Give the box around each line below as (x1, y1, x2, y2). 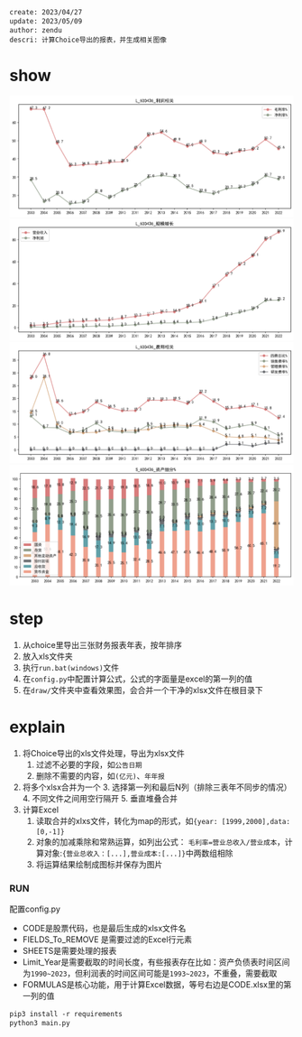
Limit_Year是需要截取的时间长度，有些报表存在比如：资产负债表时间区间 (22, 957, 290, 968)
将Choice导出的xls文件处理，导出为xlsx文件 (22, 747, 185, 758)
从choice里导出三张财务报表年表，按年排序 (22, 639, 183, 650)
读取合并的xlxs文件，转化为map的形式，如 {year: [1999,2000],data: (35, 815, 291, 826)
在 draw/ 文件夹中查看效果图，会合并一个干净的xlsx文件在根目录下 (22, 684, 263, 695)
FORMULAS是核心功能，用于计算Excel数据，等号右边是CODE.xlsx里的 (22, 979, 284, 990)
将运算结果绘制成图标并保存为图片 (35, 858, 163, 869)
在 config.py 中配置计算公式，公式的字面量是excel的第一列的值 (22, 673, 252, 684)
